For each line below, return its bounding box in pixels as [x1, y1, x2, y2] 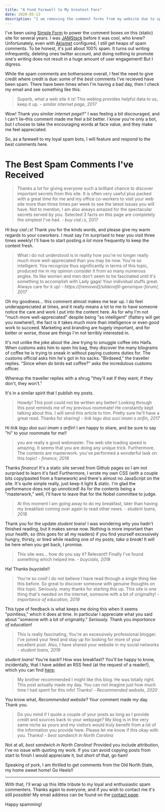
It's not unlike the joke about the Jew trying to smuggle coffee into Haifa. [5, 340, 152, 346]
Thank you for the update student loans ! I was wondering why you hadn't [5, 521, 154, 527]
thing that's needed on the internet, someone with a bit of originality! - [17, 591, 160, 597]
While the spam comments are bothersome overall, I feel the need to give [5, 71, 154, 77]
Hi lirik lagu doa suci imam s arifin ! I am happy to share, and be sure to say [5, 425, 157, 431]
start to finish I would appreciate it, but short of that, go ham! [5, 752, 128, 758]
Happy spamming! [5, 802, 42, 808]
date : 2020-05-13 [5, 12, 41, 17]
